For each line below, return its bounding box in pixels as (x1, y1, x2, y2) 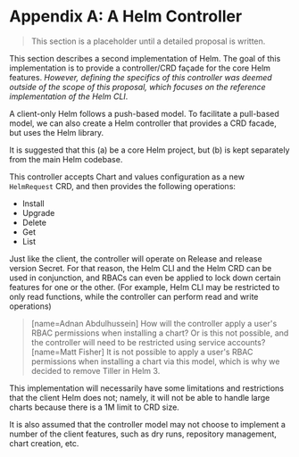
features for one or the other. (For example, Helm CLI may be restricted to (9, 281, 280, 292)
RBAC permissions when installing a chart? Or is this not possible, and (30, 328, 289, 338)
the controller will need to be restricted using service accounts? (30, 337, 266, 347)
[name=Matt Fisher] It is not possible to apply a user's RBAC (30, 346, 253, 357)
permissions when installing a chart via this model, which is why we (30, 355, 280, 367)
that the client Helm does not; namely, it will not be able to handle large (9, 392, 270, 403)
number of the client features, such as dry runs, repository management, (9, 428, 277, 439)
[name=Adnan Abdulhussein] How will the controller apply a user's (30, 318, 278, 328)
